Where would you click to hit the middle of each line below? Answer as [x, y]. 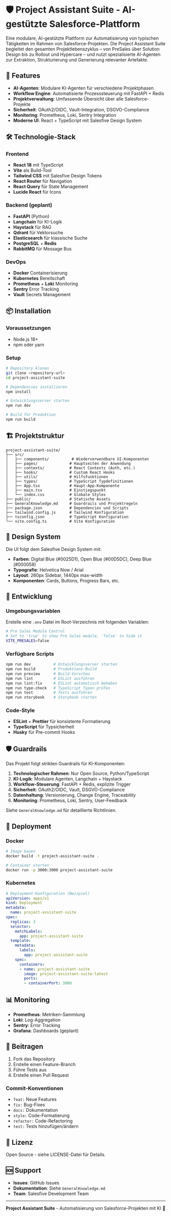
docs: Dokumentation [35, 1110]
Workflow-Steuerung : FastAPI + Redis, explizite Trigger [72, 784]
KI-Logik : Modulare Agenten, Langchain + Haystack [67, 779]
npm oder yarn [29, 345]
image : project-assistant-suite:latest [66, 974]
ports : [31, 979]
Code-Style [20, 710]
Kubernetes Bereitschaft [39, 278]
